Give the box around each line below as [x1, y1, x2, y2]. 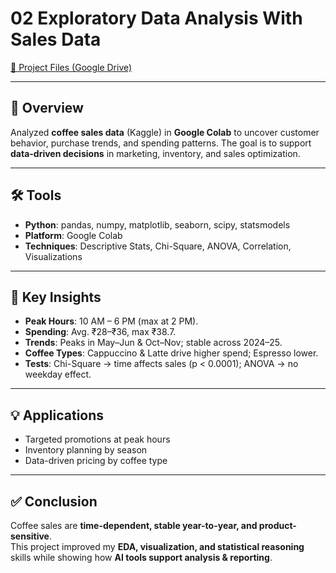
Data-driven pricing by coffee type [24, 455, 168, 467]
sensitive [10, 530, 50, 542]
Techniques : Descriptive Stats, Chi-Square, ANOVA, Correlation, [24, 240, 292, 252]
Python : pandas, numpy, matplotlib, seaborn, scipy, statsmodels [24, 218, 291, 231]
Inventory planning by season [24, 444, 148, 456]
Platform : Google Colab [24, 229, 123, 241]
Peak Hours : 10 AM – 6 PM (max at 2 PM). [24, 315, 199, 327]
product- [258, 520, 297, 531]
